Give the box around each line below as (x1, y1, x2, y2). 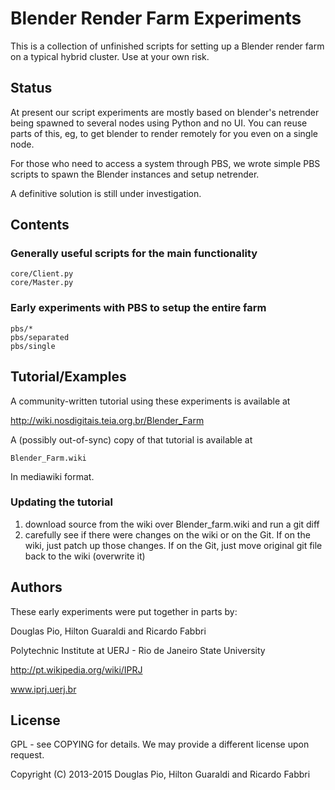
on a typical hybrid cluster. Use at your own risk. (10, 50, 210, 62)
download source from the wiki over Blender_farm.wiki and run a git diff (24, 518, 320, 530)
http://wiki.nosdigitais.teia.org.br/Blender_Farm (10, 414, 205, 426)
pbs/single (10, 341, 56, 351)
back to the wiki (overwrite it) (24, 550, 146, 562)
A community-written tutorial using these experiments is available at (10, 395, 291, 407)
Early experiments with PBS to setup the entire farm (10, 301, 267, 315)
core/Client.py (10, 269, 74, 279)
